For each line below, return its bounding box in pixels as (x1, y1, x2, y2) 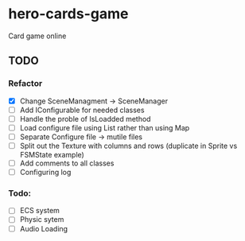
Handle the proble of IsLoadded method (19, 114, 151, 123)
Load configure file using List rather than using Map (19, 122, 190, 132)
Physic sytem (19, 215, 64, 224)
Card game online (8, 31, 67, 41)
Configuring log (19, 168, 72, 177)
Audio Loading (19, 224, 68, 233)
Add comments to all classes (19, 158, 115, 168)
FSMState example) (19, 150, 85, 159)
